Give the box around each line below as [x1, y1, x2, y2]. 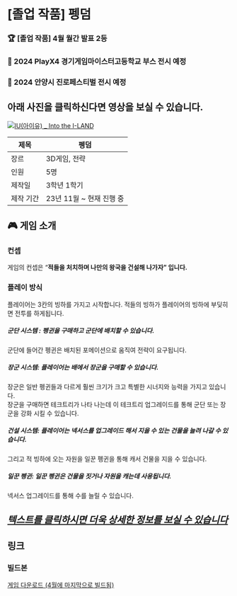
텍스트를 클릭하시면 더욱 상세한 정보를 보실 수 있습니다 [7, 514, 229, 526]
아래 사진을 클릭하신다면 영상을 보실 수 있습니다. [7, 101, 204, 113]
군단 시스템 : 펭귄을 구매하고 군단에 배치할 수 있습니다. [7, 326, 155, 335]
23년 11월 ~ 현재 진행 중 [45, 193, 125, 203]
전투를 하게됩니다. [14, 309, 64, 317]
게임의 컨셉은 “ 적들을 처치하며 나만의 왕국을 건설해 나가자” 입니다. [7, 263, 187, 272]
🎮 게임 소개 [7, 220, 57, 232]
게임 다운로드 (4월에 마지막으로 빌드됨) [7, 580, 115, 589]
